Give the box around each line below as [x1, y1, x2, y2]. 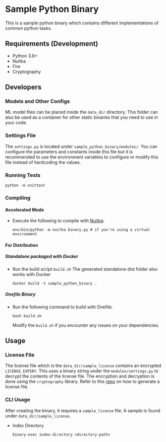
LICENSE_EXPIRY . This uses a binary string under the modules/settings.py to [5, 368, 159, 374]
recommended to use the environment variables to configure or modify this [5, 154, 159, 160]
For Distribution [5, 242, 38, 248]
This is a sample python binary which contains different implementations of [5, 20, 159, 26]
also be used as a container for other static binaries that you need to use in [5, 114, 159, 120]
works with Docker [12, 271, 51, 277]
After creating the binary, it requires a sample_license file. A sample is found [5, 407, 161, 413]
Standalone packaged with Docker [5, 253, 78, 259]
